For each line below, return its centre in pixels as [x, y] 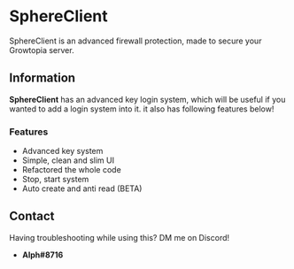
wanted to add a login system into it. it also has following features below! [142, 109]
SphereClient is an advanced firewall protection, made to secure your [135, 41]
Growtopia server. [42, 50]
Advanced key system [62, 151]
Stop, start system [55, 180]
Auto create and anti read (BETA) [82, 188]
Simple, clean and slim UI [68, 160]
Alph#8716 [43, 255]
